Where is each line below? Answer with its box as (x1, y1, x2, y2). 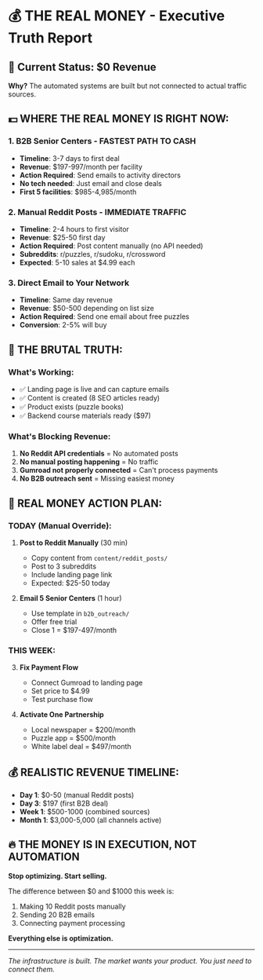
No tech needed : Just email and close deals (19, 178, 162, 188)
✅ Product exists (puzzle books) (19, 402, 124, 411)
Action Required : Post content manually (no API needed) (19, 241, 204, 250)
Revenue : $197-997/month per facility (19, 162, 143, 171)
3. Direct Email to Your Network (8, 277, 130, 288)
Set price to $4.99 (31, 686, 90, 696)
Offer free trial (31, 616, 77, 626)
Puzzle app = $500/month (31, 733, 116, 743)
